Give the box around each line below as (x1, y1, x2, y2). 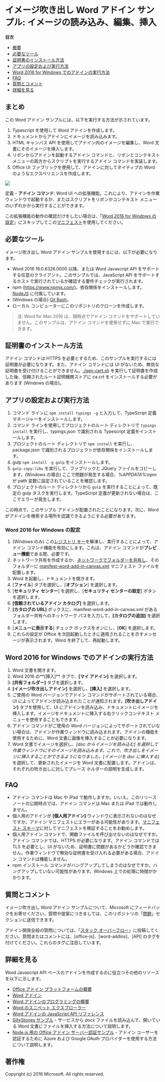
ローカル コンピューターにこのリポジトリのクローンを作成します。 (12, 303, 147, 309)
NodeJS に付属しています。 (12, 290, 68, 296)
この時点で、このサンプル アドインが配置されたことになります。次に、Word (5, 507, 159, 513)
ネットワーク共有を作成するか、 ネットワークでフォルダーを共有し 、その (12, 557, 159, 563)
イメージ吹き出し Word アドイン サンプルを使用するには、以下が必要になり (5, 249, 158, 255)
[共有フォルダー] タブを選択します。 (12, 680, 86, 686)
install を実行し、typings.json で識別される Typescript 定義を (12, 428, 140, 434)
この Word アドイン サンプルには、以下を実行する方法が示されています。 (5, 116, 153, 122)
